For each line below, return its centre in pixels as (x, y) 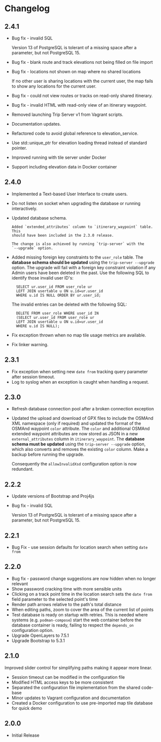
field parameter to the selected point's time (55, 599)
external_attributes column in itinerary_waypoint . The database (78, 439)
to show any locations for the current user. (54, 86)
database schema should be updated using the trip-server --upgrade (83, 262)
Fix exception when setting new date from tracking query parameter (80, 371)
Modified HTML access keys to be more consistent (62, 682)
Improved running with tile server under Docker (59, 157)
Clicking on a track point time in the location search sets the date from (82, 594)
